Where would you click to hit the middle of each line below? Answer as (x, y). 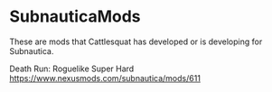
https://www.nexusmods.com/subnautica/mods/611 (105, 78)
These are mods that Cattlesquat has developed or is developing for (136, 41)
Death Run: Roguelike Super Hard (72, 69)
